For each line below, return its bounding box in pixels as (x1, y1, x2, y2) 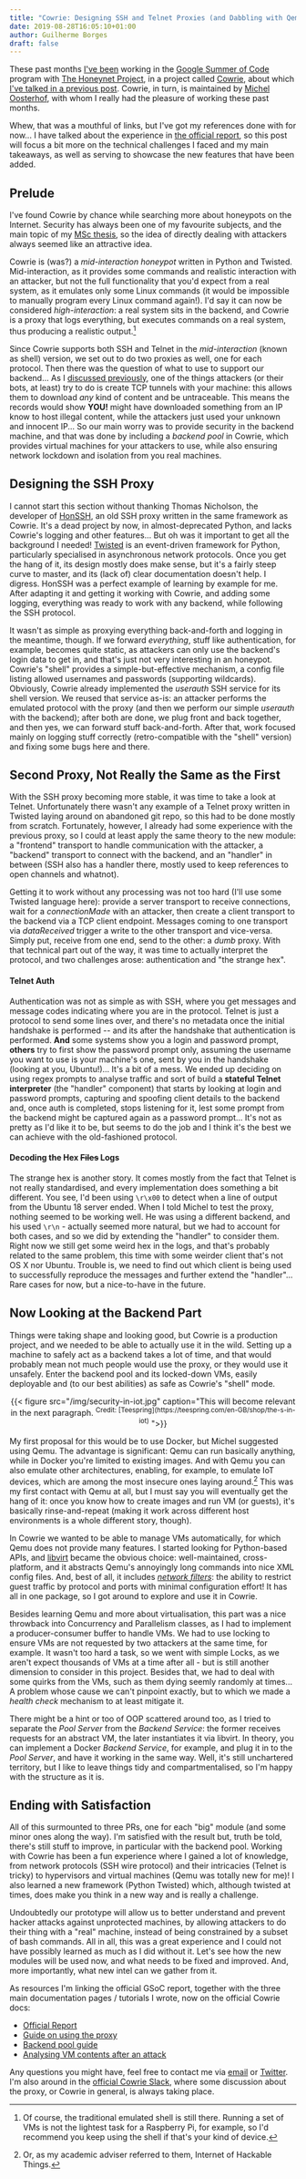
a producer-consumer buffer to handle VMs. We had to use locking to (9, 1627, 270, 1638)
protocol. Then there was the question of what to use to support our (9, 362, 265, 374)
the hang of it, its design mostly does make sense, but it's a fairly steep (9, 558, 277, 570)
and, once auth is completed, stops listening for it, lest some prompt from (9, 1102, 285, 1113)
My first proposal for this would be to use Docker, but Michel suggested (9, 1435, 279, 1446)
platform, (9, 1561, 44, 1573)
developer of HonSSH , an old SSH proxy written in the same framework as (9, 510, 289, 521)
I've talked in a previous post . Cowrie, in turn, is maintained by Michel (9, 83, 270, 94)
